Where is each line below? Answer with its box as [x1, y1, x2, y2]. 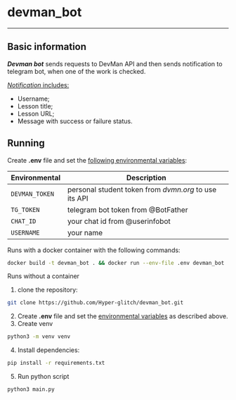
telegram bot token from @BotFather [67, 205, 188, 215]
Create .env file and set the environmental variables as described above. [17, 312, 228, 320]
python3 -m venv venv [7, 333, 71, 340]
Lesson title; [17, 101, 53, 110]
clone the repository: [17, 286, 79, 294]
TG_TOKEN [11, 206, 40, 213]
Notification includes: [7, 80, 70, 89]
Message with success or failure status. [17, 117, 133, 125]
